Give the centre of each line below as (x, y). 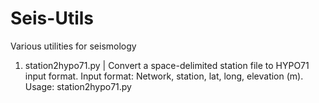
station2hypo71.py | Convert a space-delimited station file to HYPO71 (167, 65)
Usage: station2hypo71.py (78, 86)
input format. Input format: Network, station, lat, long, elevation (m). (164, 76)
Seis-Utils (52, 18)
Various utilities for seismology (73, 46)
